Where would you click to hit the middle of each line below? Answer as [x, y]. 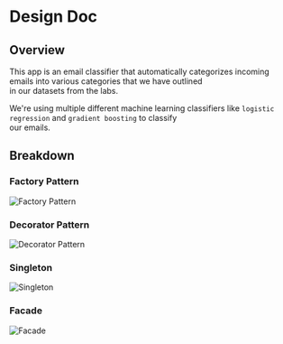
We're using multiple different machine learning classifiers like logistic [142, 108]
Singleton [31, 267]
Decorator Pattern [50, 225]
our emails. [30, 127]
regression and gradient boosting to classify [93, 118]
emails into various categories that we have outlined [106, 81]
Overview [37, 50]
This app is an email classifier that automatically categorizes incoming [140, 71]
